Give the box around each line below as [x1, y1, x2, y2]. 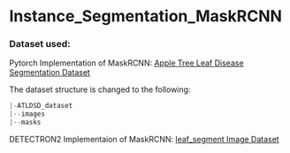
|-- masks [9, 118, 42, 127]
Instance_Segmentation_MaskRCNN [9, 6, 283, 27]
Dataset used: [9, 38, 71, 50]
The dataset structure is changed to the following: [9, 84, 191, 95]
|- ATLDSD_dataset [9, 102, 73, 111]
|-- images [9, 110, 46, 119]
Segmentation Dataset [9, 67, 91, 78]
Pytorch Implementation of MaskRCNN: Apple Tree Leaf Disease [9, 57, 245, 68]
